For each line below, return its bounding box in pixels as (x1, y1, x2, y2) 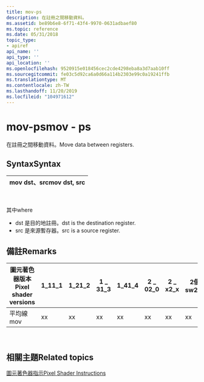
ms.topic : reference (6, 26, 59, 32)
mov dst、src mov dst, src (9, 178, 86, 186)
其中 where (6, 206, 33, 214)
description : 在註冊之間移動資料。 (6, 15, 87, 21)
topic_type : (6, 37, 36, 43)
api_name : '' (6, 49, 39, 55)
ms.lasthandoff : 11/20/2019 (6, 88, 78, 94)
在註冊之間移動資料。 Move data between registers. (6, 141, 135, 148)
